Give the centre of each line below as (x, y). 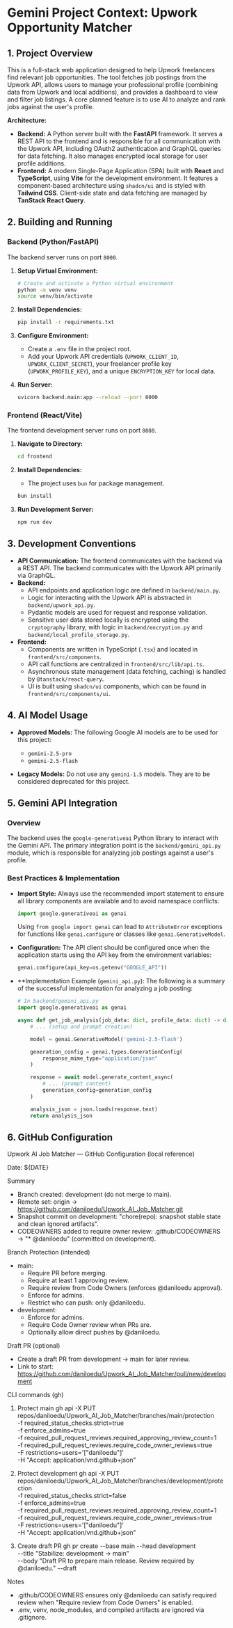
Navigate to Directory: (50, 444)
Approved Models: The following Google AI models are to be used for (118, 732)
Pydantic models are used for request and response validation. (118, 612)
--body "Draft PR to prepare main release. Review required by (106, 1561)
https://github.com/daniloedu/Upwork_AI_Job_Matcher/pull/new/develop (121, 1374)
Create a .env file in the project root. (80, 349)
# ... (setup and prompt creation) (82, 1026)
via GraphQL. (36, 575)
